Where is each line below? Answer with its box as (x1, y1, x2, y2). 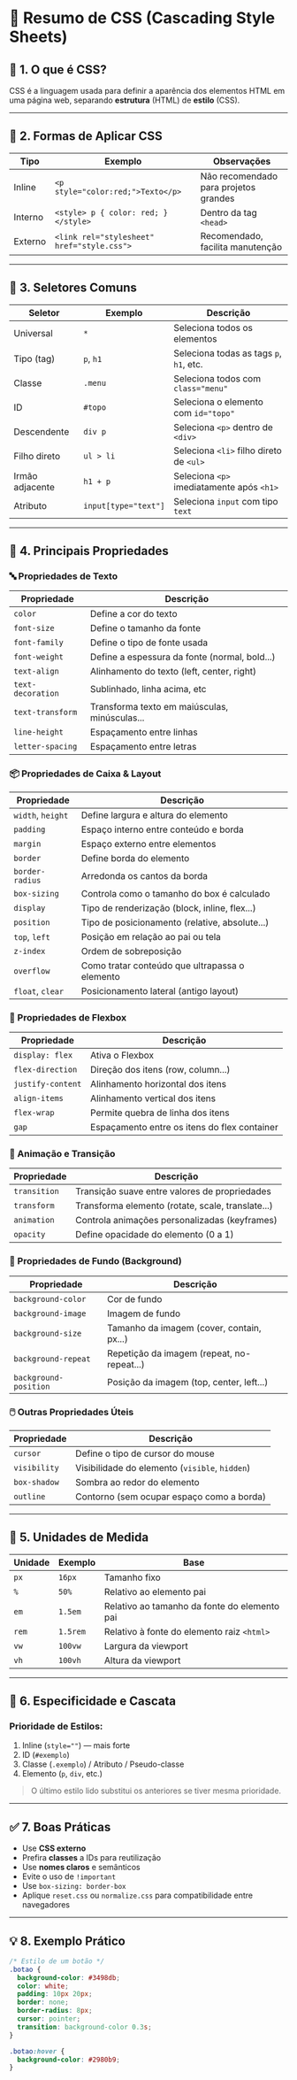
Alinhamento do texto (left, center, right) (89, 666, 257, 678)
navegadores (21, 1899, 71, 1910)
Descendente (13, 425, 70, 437)
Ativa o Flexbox (89, 1049, 155, 1061)
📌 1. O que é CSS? (9, 62, 108, 77)
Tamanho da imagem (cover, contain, (107, 1321, 263, 1334)
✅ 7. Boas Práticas (9, 1819, 111, 1835)
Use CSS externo (21, 1843, 87, 1853)
